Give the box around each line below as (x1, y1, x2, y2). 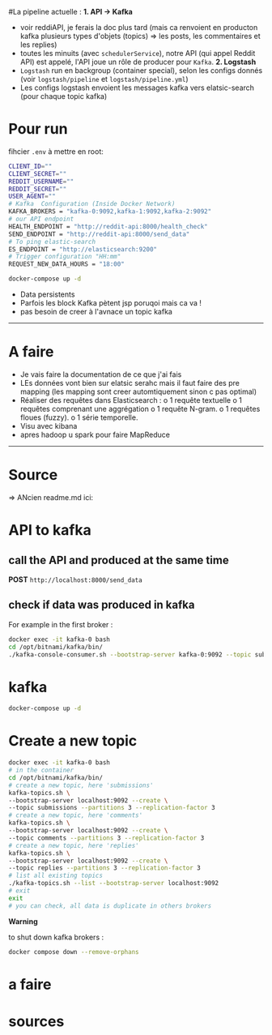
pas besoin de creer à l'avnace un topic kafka (19, 307, 172, 317)
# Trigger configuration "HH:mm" (8, 253, 121, 261)
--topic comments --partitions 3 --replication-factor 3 (8, 834, 205, 842)
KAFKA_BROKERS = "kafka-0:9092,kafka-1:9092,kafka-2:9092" (8, 207, 212, 216)
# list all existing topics (8, 871, 104, 880)
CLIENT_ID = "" (8, 162, 53, 170)
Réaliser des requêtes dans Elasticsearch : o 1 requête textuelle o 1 (19, 396, 243, 404)
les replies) (19, 40, 57, 49)
